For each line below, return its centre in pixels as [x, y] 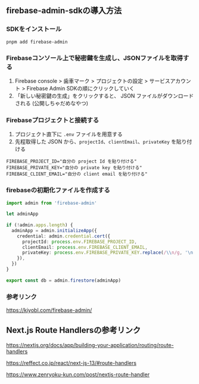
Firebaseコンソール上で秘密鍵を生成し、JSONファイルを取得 [95, 58]
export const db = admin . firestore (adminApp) [63, 280]
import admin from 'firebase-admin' [52, 203]
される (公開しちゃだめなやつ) [51, 103]
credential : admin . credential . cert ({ [64, 236]
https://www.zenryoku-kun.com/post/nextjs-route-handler [78, 374]
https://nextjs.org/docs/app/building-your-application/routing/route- [90, 345]
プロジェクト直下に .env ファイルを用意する [69, 134]
